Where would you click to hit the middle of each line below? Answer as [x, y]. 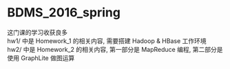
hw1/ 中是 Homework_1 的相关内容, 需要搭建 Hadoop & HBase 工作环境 [107, 41]
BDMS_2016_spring [64, 13]
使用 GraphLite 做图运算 [41, 58]
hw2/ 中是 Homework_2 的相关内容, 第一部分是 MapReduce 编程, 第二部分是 [115, 49]
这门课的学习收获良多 [37, 32]
